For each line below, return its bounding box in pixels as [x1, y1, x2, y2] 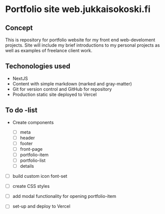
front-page [20, 146, 43, 152]
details [20, 163, 34, 169]
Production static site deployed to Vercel [12, 91, 97, 97]
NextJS [12, 75, 28, 81]
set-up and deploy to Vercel [12, 203, 70, 209]
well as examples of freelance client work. [5, 48, 93, 53]
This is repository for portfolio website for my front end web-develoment [5, 37, 155, 43]
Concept [5, 24, 33, 32]
